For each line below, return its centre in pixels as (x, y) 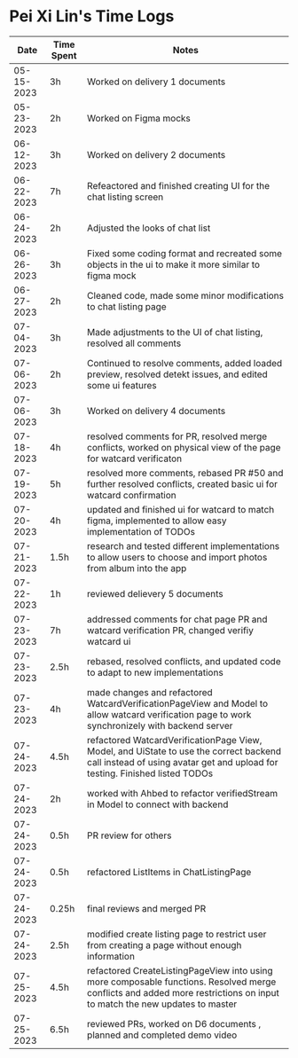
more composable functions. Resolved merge (182, 982)
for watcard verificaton (135, 458)
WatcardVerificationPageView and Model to (178, 703)
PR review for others (129, 835)
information (111, 956)
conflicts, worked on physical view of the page (184, 447)
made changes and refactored (150, 692)
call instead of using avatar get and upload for (183, 762)
